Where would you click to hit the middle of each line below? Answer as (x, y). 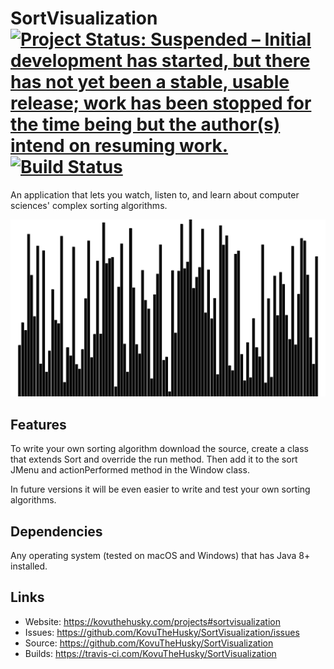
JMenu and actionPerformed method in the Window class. (130, 470)
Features (38, 424)
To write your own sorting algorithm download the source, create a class (159, 449)
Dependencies (56, 531)
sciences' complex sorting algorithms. (89, 205)
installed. (29, 566)
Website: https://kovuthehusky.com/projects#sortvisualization (152, 621)
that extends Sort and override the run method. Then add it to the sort (154, 459)
